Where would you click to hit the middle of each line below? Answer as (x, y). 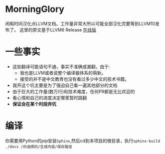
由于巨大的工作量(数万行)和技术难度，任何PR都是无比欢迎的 (74, 91)
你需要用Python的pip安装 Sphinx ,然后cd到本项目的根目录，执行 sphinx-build (83, 141)
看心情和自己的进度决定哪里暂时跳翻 (50, 98)
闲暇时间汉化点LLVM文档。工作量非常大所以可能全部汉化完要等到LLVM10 (80, 23)
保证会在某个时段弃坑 (34, 104)
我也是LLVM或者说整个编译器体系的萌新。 (63, 73)
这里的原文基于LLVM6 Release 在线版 (58, 30)
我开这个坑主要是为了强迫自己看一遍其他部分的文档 (65, 85)
